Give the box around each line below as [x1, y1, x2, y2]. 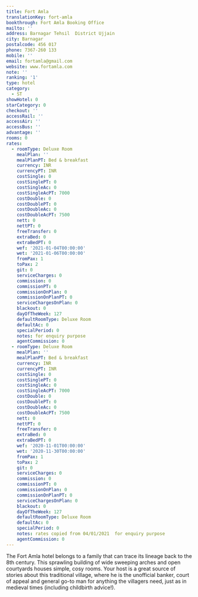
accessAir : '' [6, 119, 41, 125]
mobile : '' [6, 53, 33, 59]
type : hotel [6, 80, 35, 86]
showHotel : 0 [6, 96, 38, 102]
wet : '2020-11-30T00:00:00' [17, 448, 86, 454]
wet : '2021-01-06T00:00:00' [17, 251, 86, 257]
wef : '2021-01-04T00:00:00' [17, 245, 86, 251]
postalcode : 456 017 [6, 42, 57, 48]
